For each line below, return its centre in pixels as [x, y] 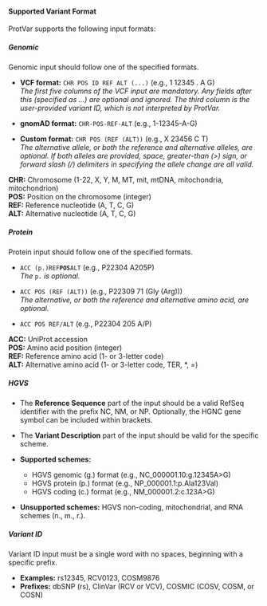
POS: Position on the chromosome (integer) [80, 197]
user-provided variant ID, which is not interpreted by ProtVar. [120, 108]
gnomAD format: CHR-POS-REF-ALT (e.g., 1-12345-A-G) [108, 124]
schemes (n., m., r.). [53, 516]
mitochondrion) [33, 188]
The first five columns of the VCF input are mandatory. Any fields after [136, 91]
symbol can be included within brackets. [86, 420]
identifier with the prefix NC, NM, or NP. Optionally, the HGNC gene [130, 411]
